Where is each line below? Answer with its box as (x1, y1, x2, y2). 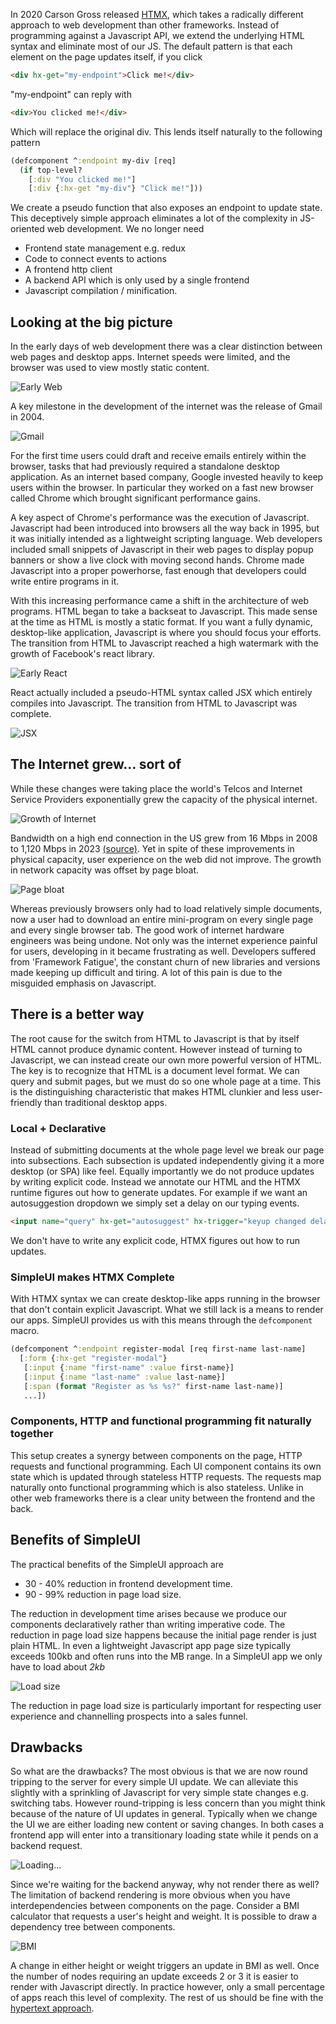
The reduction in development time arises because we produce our (10, 1607, 287, 1619)
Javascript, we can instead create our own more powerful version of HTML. (10, 1054, 322, 1066)
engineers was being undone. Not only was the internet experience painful (10, 934, 318, 946)
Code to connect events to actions (24, 253, 167, 265)
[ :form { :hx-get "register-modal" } (19, 1354, 168, 1364)
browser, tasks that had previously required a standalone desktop (10, 460, 280, 473)
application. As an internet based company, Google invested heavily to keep (10, 471, 324, 483)
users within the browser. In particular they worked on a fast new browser (10, 482, 314, 494)
